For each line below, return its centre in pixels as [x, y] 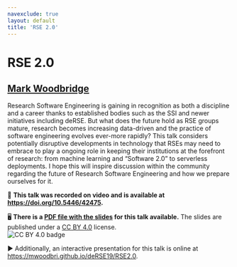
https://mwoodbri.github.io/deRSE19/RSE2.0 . [73, 256]
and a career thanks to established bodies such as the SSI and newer [109, 113]
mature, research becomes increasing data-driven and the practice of [109, 128]
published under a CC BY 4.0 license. [62, 227]
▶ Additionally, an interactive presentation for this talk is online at [103, 248]
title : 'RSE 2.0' [33, 27]
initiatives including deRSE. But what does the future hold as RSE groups [113, 121]
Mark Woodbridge [49, 89]
